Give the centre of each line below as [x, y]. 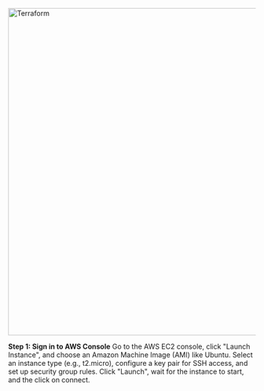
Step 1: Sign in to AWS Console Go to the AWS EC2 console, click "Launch [129, 346]
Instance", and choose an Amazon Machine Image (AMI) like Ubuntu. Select [130, 355]
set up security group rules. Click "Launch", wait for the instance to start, [126, 371]
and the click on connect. [49, 380]
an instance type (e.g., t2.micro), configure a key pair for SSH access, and [128, 363]
